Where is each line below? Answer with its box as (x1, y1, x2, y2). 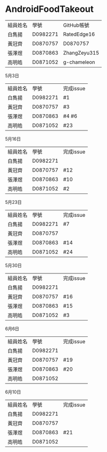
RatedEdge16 (63, 31, 95, 38)
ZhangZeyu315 (63, 49, 100, 56)
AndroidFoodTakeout (5, 3, 94, 15)
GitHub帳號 (63, 21, 90, 28)
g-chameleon (63, 59, 95, 65)
